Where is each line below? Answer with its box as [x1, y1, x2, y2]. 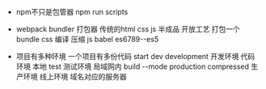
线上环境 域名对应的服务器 [39, 72, 127, 81]
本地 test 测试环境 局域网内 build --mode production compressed [32, 61, 249, 71]
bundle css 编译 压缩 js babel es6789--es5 [15, 35, 159, 44]
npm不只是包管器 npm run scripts [15, 7, 129, 16]
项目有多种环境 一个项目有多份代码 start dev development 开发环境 [15, 52, 239, 61]
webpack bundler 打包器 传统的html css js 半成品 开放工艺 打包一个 [15, 24, 241, 34]
